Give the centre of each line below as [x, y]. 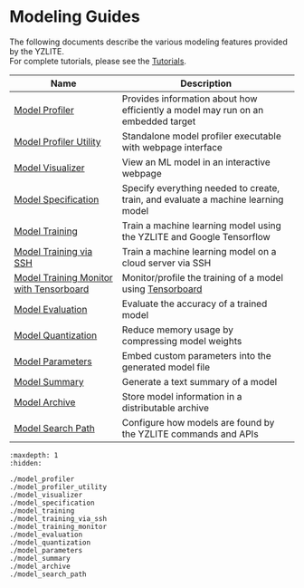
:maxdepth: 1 [34, 455]
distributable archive [166, 408]
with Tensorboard [52, 289]
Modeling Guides [75, 17]
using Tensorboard [162, 289]
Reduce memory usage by [177, 330]
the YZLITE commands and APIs [190, 434]
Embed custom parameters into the [196, 355]
